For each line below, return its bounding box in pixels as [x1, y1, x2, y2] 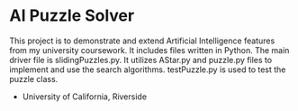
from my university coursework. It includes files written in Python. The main [9, 44, 290, 55]
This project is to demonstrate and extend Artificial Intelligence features [9, 35, 275, 46]
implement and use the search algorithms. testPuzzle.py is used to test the [9, 64, 286, 75]
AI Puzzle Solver [9, 5, 135, 26]
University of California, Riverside [22, 91, 147, 102]
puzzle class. [9, 73, 59, 84]
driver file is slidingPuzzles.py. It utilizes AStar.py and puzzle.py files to [9, 54, 273, 65]
